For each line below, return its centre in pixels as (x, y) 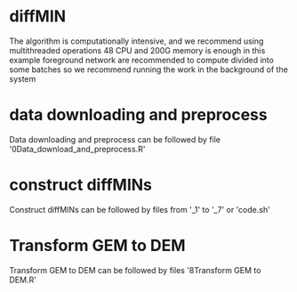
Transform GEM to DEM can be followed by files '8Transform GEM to (135, 270)
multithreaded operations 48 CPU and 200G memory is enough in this (137, 50)
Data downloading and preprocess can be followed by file (115, 139)
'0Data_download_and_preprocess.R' (77, 149)
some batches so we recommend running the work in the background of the (149, 69)
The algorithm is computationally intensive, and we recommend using (136, 41)
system (23, 78)
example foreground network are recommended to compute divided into (141, 60)
